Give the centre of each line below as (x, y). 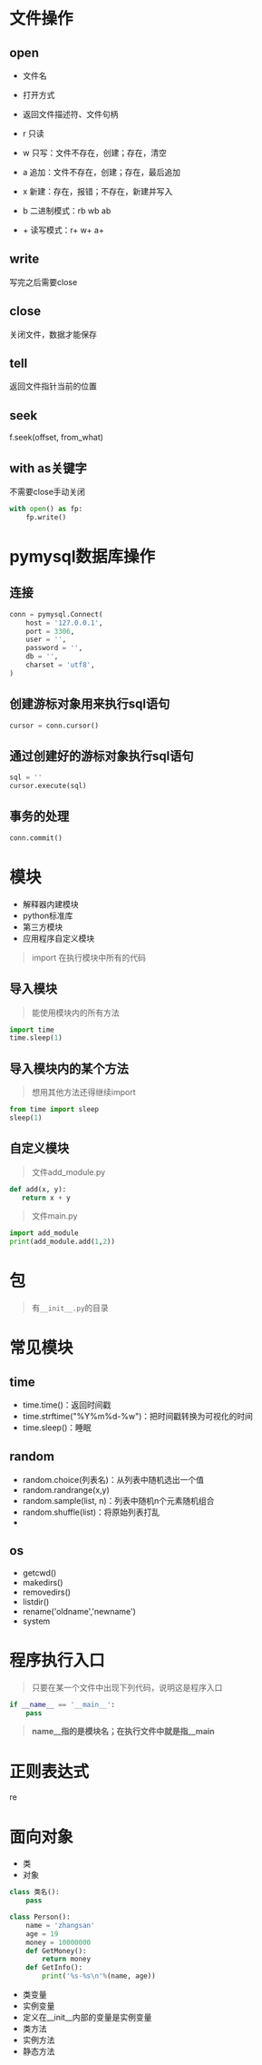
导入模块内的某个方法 (69, 1068)
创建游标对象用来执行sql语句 (90, 704)
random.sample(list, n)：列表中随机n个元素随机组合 (118, 1500)
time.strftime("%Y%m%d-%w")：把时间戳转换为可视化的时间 (138, 1417)
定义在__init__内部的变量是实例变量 (87, 2017)
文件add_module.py (68, 1171)
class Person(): (40, 1917)
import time (32, 1030)
